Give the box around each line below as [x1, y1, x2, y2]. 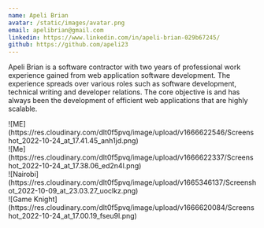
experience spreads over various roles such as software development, [8, 79, 237, 89]
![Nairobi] [8, 170, 39, 179]
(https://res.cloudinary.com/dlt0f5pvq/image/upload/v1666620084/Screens [8, 203, 255, 212]
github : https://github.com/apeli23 [8, 41, 128, 49]
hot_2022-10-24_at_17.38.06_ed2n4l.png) [8, 161, 142, 171]
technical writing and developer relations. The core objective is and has [8, 87, 240, 97]
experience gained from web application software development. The [8, 71, 231, 80]
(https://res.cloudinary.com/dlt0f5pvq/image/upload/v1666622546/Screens [8, 127, 255, 138]
